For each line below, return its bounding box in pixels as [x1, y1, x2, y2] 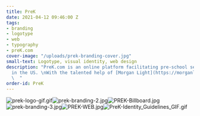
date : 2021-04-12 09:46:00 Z [6, 14, 79, 20]
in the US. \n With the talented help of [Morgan [11, 70, 135, 76]
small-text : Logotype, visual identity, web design [6, 58, 137, 64]
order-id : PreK [6, 81, 44, 87]
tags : [6, 20, 20, 26]
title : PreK [6, 8, 36, 15]
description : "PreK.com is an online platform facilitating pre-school [6, 64, 187, 70]
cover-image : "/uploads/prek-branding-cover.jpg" [6, 53, 132, 59]
